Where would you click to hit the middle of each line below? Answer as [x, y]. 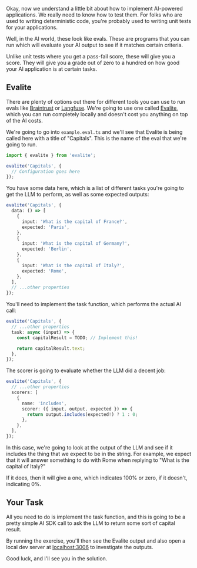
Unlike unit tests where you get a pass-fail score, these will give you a [91, 56]
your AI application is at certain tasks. [52, 69]
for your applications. [32, 27]
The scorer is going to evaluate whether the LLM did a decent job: [86, 370]
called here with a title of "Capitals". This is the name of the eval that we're [96, 138]
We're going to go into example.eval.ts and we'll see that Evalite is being [94, 132]
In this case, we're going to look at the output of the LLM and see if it [89, 447]
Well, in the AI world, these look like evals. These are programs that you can [98, 39]
